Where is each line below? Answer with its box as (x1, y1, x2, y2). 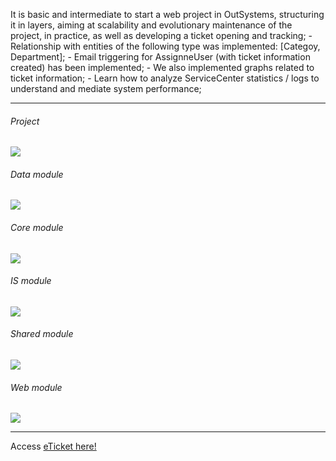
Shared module (10, 328, 74, 340)
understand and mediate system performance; (10, 83, 202, 94)
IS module (10, 275, 52, 287)
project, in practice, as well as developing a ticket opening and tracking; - (10, 30, 313, 41)
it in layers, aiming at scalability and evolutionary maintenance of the (10, 19, 293, 31)
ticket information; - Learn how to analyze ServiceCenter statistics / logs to (10, 72, 320, 84)
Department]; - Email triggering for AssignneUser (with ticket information (10, 51, 311, 63)
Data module (10, 168, 64, 180)
